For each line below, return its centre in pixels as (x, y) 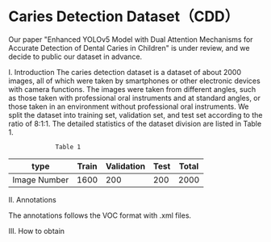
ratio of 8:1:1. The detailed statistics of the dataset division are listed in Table (135, 123)
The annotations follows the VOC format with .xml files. (100, 215)
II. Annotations (32, 199)
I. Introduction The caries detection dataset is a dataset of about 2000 (125, 72)
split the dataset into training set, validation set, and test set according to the (135, 115)
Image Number (41, 180)
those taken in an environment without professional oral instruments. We (129, 106)
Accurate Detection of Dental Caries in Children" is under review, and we (129, 48)
